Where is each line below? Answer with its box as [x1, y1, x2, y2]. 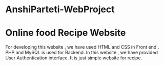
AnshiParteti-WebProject [5, 4, 115, 15]
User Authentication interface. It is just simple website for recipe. [5, 55, 142, 61]
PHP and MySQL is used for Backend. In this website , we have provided [5, 50, 158, 56]
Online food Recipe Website [5, 27, 126, 39]
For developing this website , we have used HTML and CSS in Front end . [5, 44, 159, 50]
